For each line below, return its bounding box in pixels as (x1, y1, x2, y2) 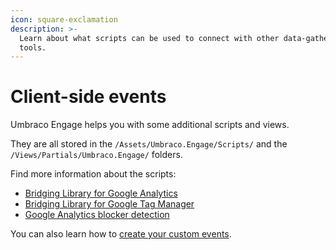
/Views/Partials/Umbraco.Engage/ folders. (10, 149, 183, 161)
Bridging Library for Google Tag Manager (24, 198, 195, 210)
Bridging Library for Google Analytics (24, 187, 178, 200)
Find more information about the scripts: (10, 168, 177, 180)
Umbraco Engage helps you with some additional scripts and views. (10, 119, 290, 131)
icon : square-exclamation (10, 14, 118, 25)
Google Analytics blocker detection (24, 209, 170, 221)
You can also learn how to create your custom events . (10, 228, 232, 240)
